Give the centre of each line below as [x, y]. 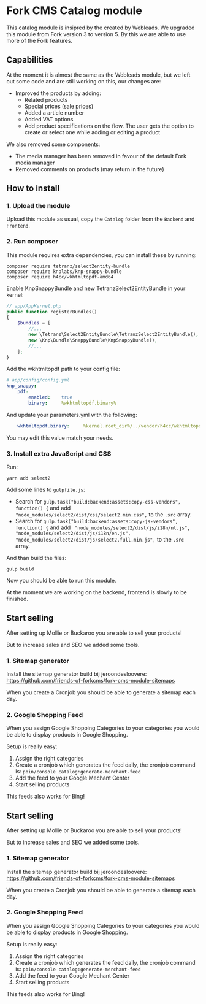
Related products [46, 99]
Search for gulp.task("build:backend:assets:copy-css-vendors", [98, 502]
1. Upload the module [38, 206]
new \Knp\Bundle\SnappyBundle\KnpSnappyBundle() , [93, 340]
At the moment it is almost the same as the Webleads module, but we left [98, 75]
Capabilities [30, 60]
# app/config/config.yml [38, 380]
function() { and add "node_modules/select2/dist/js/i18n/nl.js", [103, 527]
